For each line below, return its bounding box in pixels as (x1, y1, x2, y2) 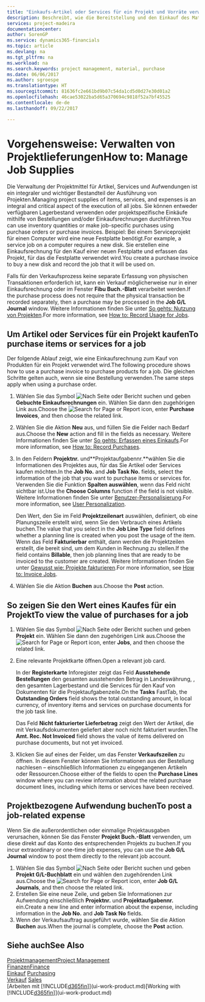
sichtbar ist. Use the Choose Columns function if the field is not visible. (15, 487, 194, 495)
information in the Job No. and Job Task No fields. (15, 909, 143, 917)
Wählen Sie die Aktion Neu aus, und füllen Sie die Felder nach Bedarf (15, 424, 189, 431)
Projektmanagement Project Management (7, 956, 110, 964)
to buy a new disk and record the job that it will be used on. (7, 260, 156, 268)
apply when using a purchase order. (7, 381, 97, 388)
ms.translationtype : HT (7, 83, 68, 89)
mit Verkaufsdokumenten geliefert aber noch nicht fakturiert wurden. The (15, 726, 198, 734)
